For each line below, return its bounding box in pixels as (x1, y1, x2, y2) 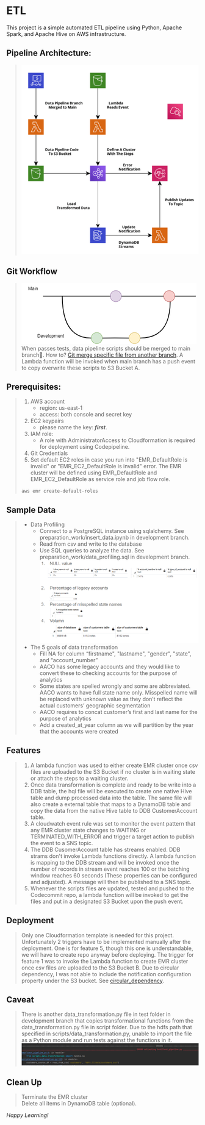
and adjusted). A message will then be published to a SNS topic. (30, 878, 192, 885)
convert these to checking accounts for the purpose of (39, 670, 178, 677)
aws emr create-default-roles (21, 488, 99, 495)
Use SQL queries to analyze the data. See (39, 547, 145, 554)
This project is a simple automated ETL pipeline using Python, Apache (6, 24, 182, 31)
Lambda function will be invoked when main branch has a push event (21, 357, 196, 365)
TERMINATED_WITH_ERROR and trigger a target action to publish (30, 833, 195, 840)
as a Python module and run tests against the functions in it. (21, 1037, 173, 1044)
